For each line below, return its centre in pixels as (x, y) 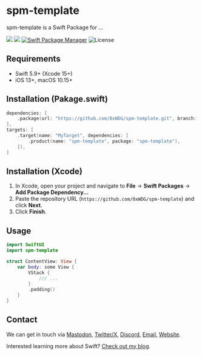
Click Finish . (31, 212)
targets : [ (20, 130)
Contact (22, 320)
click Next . (29, 205)
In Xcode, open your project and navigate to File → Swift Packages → (103, 186)
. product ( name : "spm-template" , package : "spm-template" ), (104, 141)
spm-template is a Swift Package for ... (55, 27)
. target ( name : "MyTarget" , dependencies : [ (73, 136)
